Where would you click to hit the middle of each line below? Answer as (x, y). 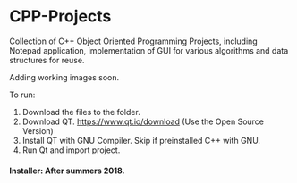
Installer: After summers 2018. (67, 171)
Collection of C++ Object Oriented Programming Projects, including (133, 41)
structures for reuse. (47, 60)
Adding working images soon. (64, 77)
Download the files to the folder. (81, 112)
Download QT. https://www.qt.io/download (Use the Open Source (143, 121)
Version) (38, 130)
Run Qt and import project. (71, 150)
